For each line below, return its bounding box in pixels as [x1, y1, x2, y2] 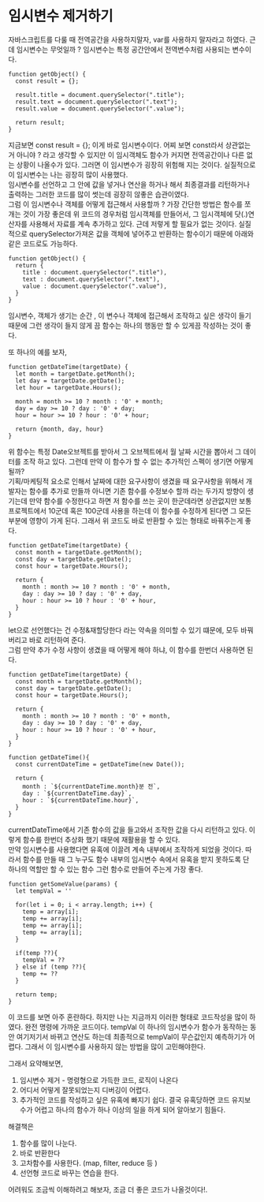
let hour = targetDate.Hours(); [15, 383, 122, 391]
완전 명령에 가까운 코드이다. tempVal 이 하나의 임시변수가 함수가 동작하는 [24, 1022, 248, 1032]
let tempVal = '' [15, 887, 73, 895]
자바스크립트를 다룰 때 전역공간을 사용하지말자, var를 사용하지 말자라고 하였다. [8, 35, 248, 44]
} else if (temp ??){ [15, 963, 87, 971]
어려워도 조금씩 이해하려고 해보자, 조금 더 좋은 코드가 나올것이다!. [8, 1185, 208, 1194]
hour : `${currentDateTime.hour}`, [22, 796, 139, 804]
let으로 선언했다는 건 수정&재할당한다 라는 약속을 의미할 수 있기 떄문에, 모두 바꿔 [8, 625, 254, 635]
